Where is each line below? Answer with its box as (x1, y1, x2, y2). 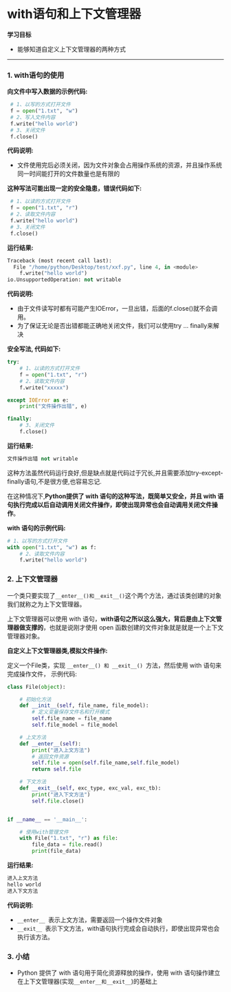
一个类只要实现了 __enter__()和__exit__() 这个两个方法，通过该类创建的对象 (7, 591, 222, 599)
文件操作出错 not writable (7, 455, 78, 462)
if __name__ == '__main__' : (7, 816, 88, 823)
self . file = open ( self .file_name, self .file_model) (32, 759, 180, 767)
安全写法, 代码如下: (7, 345, 61, 353)
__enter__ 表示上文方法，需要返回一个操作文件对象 (16, 916, 163, 924)
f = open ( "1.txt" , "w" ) (10, 107, 78, 114)
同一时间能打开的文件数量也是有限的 (16, 169, 120, 178)
